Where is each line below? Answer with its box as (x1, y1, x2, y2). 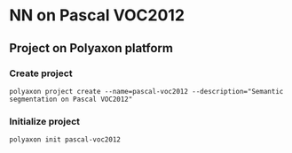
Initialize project (9, 115, 81, 127)
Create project (9, 67, 73, 80)
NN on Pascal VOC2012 (9, 5, 185, 26)
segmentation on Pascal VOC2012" (9, 95, 133, 103)
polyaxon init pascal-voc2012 (9, 135, 122, 144)
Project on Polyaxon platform (9, 41, 173, 56)
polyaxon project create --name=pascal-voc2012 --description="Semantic (9, 87, 284, 96)
